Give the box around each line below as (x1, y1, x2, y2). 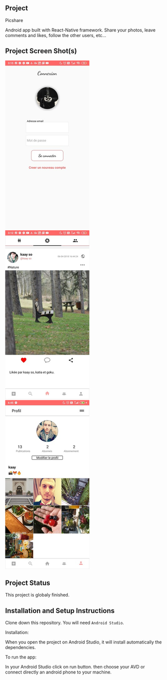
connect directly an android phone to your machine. (5, 669, 112, 675)
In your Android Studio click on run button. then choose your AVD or (5, 664, 146, 670)
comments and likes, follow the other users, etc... (5, 32, 106, 38)
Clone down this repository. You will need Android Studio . (5, 620, 124, 626)
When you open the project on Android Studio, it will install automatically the (5, 639, 162, 645)
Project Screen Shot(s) (5, 47, 77, 56)
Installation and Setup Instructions (5, 606, 115, 615)
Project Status (5, 579, 51, 587)
